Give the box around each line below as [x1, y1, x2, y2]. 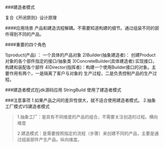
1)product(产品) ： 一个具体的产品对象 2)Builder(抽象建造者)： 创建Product [5, 52, 156, 58]
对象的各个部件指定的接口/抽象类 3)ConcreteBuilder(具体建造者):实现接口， [5, 58, 157, 64]
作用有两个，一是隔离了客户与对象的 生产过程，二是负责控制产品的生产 [9, 71, 153, 76]
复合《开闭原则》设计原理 [5, 15, 57, 21]
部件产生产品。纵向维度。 [30, 137, 82, 142]
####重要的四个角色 [5, 42, 47, 48]
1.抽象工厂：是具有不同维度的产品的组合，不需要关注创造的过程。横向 [17, 114, 158, 120]
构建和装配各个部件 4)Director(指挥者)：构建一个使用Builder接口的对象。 [5, 64, 152, 70]
